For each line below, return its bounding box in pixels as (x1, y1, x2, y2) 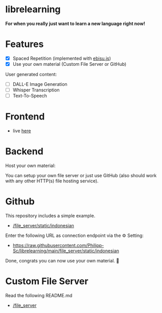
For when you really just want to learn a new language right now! (5, 20, 146, 27)
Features (5, 38, 44, 50)
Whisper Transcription (12, 87, 60, 93)
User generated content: (5, 71, 57, 77)
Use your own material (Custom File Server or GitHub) (12, 61, 127, 67)
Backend (5, 146, 43, 157)
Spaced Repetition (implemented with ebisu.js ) (12, 55, 111, 61)
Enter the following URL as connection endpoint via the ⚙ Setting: (5, 232, 144, 238)
